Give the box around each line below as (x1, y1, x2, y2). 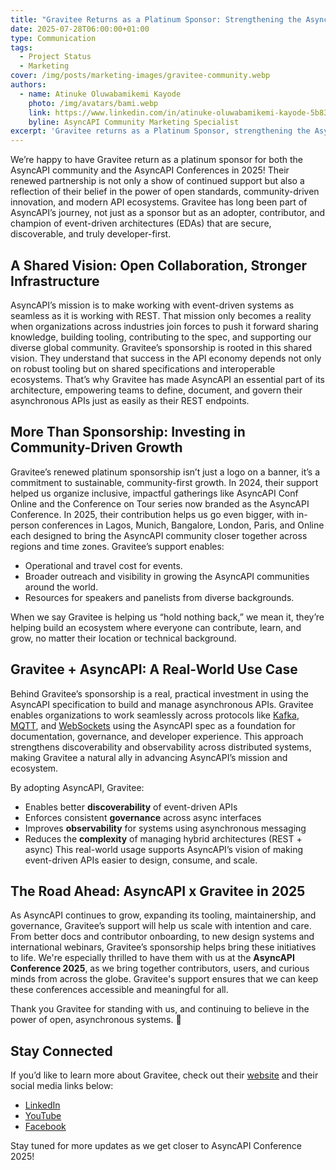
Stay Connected (10, 1042, 113, 1060)
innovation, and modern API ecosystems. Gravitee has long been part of (10, 196, 308, 208)
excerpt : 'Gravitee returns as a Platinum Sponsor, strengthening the (10, 126, 311, 136)
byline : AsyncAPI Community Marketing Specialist (28, 117, 240, 127)
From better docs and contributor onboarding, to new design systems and (10, 931, 315, 943)
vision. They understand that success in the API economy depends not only (10, 352, 322, 364)
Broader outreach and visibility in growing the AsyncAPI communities (24, 570, 310, 582)
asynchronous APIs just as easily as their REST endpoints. (10, 394, 250, 406)
